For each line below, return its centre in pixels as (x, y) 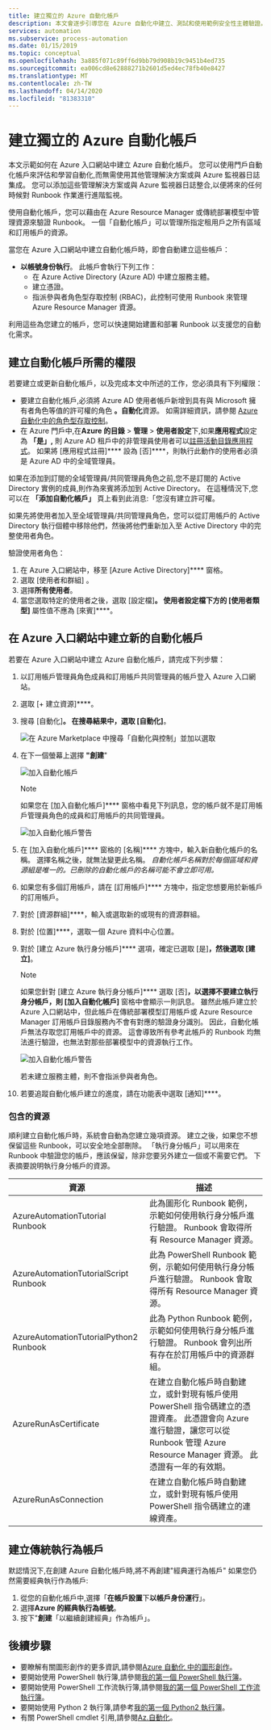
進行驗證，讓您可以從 (190, 1430)
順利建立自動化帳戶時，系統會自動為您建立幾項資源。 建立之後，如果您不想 (133, 1136)
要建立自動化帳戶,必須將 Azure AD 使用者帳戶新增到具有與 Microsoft (133, 400)
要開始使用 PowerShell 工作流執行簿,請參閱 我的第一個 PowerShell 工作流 (140, 1687)
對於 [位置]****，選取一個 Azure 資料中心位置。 (99, 931)
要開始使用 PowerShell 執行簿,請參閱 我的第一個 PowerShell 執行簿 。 (133, 1677)
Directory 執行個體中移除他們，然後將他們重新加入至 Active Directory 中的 (131, 525)
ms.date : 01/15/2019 (43, 46)
